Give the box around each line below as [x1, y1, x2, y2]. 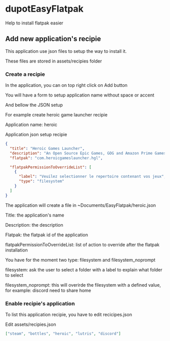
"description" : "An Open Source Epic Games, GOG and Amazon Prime [10, 150, 153, 156]
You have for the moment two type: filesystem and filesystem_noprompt [5, 257, 156, 263]
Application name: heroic [5, 121, 57, 128]
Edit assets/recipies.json [5, 321, 57, 327]
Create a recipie [5, 71, 46, 78]
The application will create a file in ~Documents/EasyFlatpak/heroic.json [5, 202, 156, 208]
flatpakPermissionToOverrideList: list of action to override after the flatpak [5, 241, 160, 247]
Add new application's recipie [5, 35, 101, 43]
